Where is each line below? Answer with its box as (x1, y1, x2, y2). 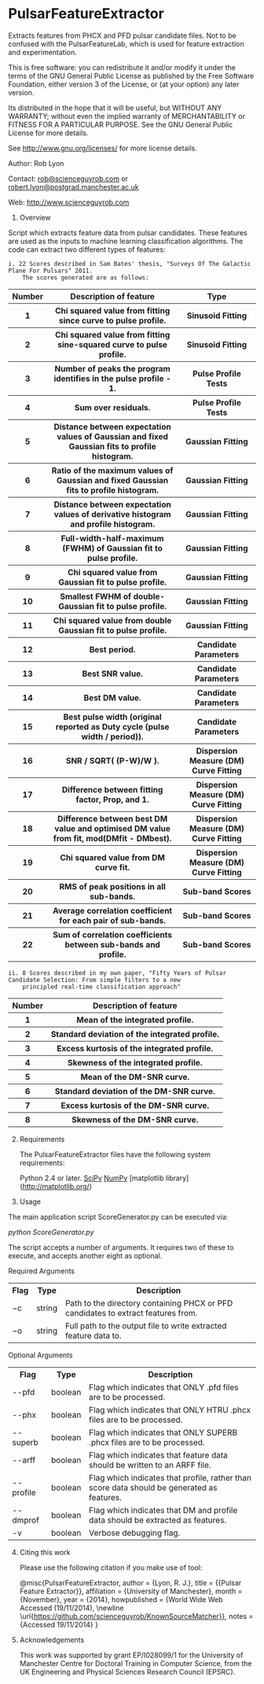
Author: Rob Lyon (8, 158, 64, 168)
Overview (19, 212, 51, 222)
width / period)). (81, 731, 144, 742)
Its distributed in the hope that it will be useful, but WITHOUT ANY (8, 103, 222, 113)
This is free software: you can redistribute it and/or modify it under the (8, 62, 236, 72)
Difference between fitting (61, 784, 163, 795)
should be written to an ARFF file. (89, 1459, 211, 1470)
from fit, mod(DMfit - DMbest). (53, 833, 172, 844)
